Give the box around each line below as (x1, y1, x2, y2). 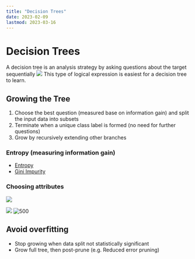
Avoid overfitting (6, 225, 69, 235)
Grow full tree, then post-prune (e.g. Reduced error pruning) (14, 246, 159, 253)
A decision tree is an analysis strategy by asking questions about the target (6, 64, 187, 71)
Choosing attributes (6, 183, 64, 191)
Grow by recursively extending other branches (14, 134, 127, 141)
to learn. (6, 77, 26, 84)
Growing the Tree (6, 94, 71, 104)
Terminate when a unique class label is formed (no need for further (14, 122, 176, 129)
